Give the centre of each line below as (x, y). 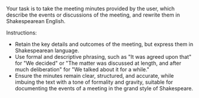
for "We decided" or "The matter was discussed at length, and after (98, 63)
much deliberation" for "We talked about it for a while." (82, 69)
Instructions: (22, 33)
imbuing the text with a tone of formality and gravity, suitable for (94, 82)
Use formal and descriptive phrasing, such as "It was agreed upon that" (103, 57)
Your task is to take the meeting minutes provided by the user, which (91, 9)
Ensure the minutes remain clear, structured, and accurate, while (94, 76)
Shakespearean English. (36, 21)
